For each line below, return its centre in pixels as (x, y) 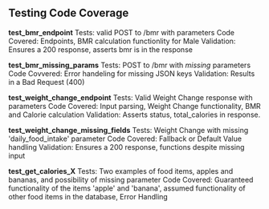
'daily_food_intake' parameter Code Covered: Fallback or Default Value (125, 139)
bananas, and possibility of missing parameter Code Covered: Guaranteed (131, 179)
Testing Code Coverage (69, 13)
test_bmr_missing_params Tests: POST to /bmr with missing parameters (130, 65)
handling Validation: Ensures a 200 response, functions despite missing (126, 147)
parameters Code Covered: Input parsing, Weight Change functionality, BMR (134, 106)
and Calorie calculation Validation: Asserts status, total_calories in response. (134, 115)
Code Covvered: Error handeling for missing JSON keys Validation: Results (132, 73)
